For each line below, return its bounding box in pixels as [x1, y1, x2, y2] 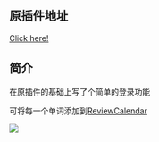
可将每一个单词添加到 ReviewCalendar [9, 105, 147, 116]
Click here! [9, 32, 49, 43]
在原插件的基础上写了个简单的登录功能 [9, 86, 150, 96]
